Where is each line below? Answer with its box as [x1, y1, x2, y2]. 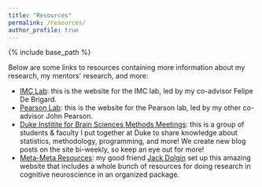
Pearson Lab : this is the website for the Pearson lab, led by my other [19, 103, 242, 112]
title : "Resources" [8, 11, 72, 20]
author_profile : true [8, 26, 79, 34]
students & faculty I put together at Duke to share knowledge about [19, 128, 238, 137]
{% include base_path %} [8, 48, 91, 57]
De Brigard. [19, 95, 57, 104]
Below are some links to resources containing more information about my [8, 63, 245, 72]
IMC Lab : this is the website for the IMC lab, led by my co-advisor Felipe [19, 86, 253, 96]
